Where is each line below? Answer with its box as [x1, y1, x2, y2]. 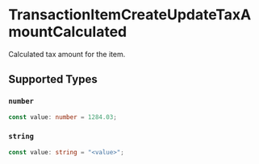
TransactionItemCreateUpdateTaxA [8, 6, 252, 24]
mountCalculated [8, 23, 127, 41]
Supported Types [8, 72, 98, 86]
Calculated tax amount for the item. [8, 49, 126, 59]
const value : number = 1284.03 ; [8, 113, 117, 121]
